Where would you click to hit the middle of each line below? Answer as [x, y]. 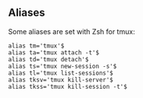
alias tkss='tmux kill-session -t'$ [68, 86]
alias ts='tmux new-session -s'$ [63, 66]
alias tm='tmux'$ [36, 46]
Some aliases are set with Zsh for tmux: [71, 31]
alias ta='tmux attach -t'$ [54, 52]
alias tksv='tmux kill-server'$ [61, 80]
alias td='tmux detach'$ [48, 59]
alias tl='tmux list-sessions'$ [61, 73]
